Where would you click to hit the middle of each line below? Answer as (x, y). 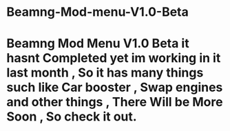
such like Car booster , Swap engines (115, 88)
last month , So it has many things (105, 73)
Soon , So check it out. (72, 117)
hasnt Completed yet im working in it (114, 58)
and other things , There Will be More (115, 102)
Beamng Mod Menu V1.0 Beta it (98, 44)
